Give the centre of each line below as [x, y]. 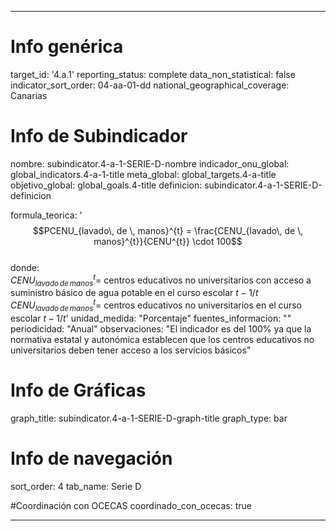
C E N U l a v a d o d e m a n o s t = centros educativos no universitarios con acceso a [161, 280]
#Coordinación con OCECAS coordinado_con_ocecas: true [131, 505]
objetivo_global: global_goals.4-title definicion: [106, 185]
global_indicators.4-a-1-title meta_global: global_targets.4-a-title [143, 174]
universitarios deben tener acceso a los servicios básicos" [131, 350]
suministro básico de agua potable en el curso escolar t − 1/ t [134, 293]
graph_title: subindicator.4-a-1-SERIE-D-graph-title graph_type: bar [149, 418]
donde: [25, 267]
